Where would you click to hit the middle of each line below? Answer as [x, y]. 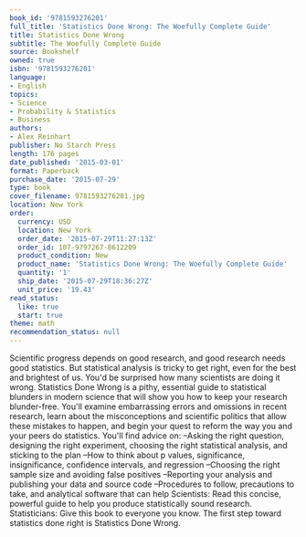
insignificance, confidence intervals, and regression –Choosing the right [145, 465]
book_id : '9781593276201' [58, 18]
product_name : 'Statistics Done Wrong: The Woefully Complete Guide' [153, 264]
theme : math [32, 324]
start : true [41, 315]
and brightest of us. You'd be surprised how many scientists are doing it [145, 377]
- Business [30, 120]
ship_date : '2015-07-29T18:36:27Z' [85, 281]
